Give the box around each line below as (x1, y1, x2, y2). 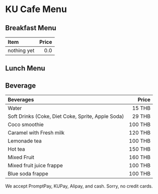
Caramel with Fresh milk (8, 130, 64, 137)
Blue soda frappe (8, 170, 49, 177)
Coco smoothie (8, 121, 44, 128)
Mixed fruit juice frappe (8, 162, 63, 169)
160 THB (129, 154, 151, 161)
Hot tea (8, 146, 25, 153)
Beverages (8, 96, 34, 103)
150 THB (129, 146, 151, 153)
